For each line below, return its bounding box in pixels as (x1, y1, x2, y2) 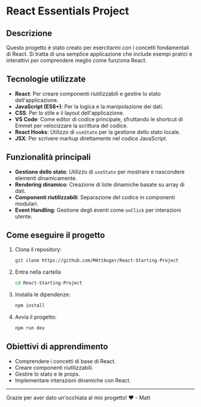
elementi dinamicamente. (14, 174, 78, 181)
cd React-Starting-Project (14, 280, 83, 286)
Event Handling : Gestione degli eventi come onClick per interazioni (14, 206, 181, 214)
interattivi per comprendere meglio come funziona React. (6, 57, 147, 64)
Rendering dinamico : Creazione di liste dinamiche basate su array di (14, 181, 185, 188)
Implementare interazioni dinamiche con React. (14, 376, 132, 384)
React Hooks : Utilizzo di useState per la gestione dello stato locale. (14, 128, 181, 136)
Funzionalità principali (6, 152, 91, 163)
